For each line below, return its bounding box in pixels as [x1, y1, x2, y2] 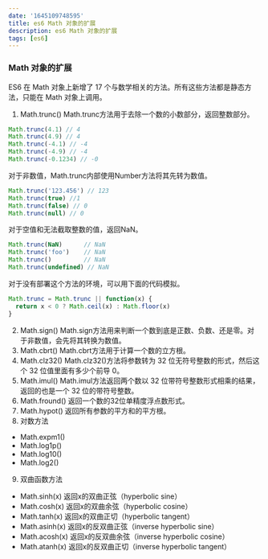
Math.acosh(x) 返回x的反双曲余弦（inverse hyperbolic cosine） [19, 532, 229, 541]
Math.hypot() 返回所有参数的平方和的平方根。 [19, 405, 171, 415]
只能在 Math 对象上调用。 [22, 92, 107, 101]
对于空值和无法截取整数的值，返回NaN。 [8, 224, 143, 234]
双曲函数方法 [19, 474, 63, 483]
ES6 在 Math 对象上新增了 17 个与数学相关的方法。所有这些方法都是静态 [8, 82, 245, 92]
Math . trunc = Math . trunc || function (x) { [8, 294, 152, 302]
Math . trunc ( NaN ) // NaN [8, 240, 106, 249]
